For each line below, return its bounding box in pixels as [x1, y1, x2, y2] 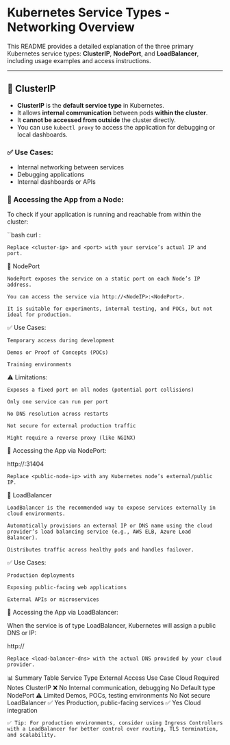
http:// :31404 [7, 460, 44, 468]
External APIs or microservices [7, 596, 99, 603]
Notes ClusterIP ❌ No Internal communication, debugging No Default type [7, 684, 216, 692]
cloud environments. [7, 510, 66, 517]
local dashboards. [16, 130, 68, 139]
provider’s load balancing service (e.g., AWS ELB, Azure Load [7, 528, 192, 536]
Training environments [7, 362, 72, 368]
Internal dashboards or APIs [16, 178, 96, 186]
